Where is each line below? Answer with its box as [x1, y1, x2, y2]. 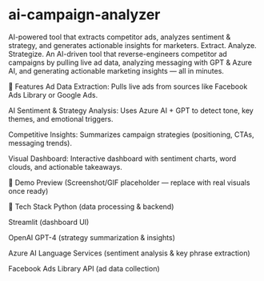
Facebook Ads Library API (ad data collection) [8, 263, 160, 273]
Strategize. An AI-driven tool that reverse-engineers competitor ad [8, 49, 228, 58]
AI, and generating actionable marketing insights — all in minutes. [8, 66, 224, 75]
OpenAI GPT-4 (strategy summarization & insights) [8, 232, 176, 242]
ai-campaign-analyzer [8, 6, 161, 24]
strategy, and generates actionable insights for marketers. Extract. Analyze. [8, 40, 258, 50]
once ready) [8, 186, 49, 195]
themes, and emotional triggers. [8, 114, 114, 123]
